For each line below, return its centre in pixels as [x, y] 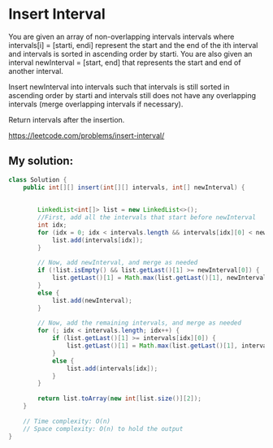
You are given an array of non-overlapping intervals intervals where [121, 37]
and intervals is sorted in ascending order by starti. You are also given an [130, 54]
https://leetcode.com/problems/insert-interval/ [87, 136]
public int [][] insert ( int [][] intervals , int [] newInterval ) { [134, 187]
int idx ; [52, 225]
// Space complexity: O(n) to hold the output [103, 429]
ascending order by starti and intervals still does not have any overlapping [132, 95]
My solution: [41, 161]
